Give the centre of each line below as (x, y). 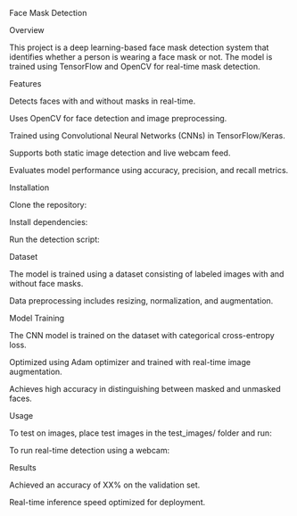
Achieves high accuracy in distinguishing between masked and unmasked (145, 389)
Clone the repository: (48, 205)
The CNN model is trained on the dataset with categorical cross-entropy (142, 335)
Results (23, 467)
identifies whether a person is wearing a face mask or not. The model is (141, 57)
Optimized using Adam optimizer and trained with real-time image (130, 362)
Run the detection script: (54, 239)
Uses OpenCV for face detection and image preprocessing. (118, 118)
